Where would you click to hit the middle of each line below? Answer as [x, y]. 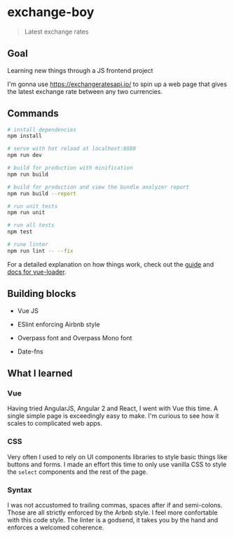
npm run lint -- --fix [40, 251]
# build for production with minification [70, 168]
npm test [20, 232]
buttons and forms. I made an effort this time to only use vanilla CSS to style [117, 464]
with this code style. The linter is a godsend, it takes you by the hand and [113, 519]
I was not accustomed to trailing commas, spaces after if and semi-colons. [115, 505]
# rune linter [28, 245]
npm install [25, 136]
